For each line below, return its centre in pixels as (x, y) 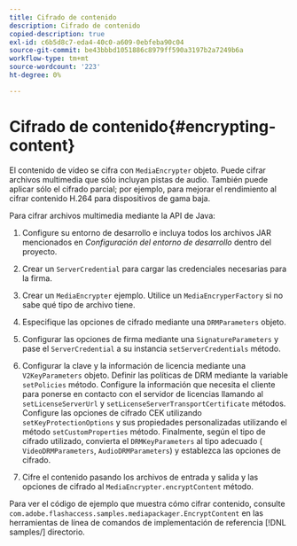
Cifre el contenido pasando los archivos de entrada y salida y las (140, 477)
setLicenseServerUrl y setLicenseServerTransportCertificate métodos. (154, 403)
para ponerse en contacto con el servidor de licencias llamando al (143, 394)
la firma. (37, 278)
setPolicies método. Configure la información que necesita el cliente (148, 384)
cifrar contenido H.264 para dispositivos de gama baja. (110, 198)
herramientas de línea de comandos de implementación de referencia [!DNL (148, 522)
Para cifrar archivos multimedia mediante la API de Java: (112, 215)
